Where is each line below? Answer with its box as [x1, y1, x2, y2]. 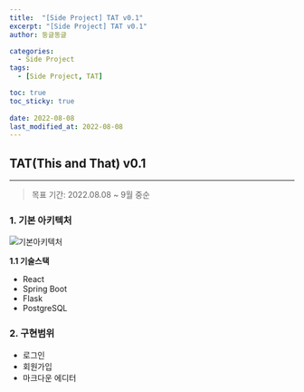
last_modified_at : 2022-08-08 [9, 122, 124, 132]
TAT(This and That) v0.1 [9, 155, 147, 171]
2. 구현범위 [9, 328, 55, 340]
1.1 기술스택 [9, 256, 50, 267]
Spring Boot [22, 283, 68, 295]
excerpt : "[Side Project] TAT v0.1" [9, 22, 147, 31]
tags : [9, 64, 30, 73]
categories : [9, 46, 54, 55]
